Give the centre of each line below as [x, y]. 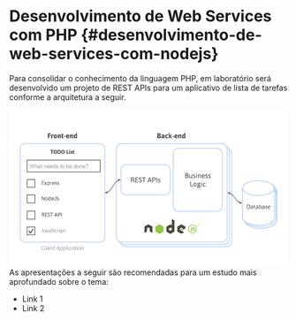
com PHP [43, 35]
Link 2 [33, 309]
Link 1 [32, 299]
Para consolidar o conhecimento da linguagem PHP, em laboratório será [140, 78]
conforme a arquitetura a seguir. [68, 97]
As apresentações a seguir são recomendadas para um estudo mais [133, 272]
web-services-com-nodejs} [114, 54]
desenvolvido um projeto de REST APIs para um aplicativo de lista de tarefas [148, 88]
